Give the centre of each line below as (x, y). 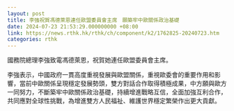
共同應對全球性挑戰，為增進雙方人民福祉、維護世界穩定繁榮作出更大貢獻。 (114, 101)
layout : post (26, 14)
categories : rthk (32, 40)
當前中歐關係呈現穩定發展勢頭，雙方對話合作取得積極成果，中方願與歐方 (123, 83)
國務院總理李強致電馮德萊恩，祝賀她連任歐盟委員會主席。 (89, 60)
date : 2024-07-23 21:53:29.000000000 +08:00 (73, 26)
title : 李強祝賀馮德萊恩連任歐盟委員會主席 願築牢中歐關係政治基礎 (93, 20)
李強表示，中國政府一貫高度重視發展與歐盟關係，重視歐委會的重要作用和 (111, 75)
